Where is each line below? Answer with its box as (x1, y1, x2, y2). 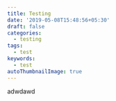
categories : (7, 29, 42, 37)
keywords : (7, 55, 36, 62)
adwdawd (7, 87, 35, 95)
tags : (7, 42, 23, 49)
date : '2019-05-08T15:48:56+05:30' (7, 17, 110, 24)
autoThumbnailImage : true (7, 68, 82, 75)
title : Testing (7, 10, 51, 17)
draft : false (7, 23, 45, 30)
